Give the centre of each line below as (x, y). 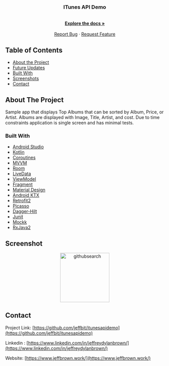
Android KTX (26, 195)
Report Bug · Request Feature (85, 34)
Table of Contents (34, 50)
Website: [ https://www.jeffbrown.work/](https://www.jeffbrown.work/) (78, 358)
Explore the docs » (85, 23)
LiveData (22, 174)
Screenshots (26, 78)
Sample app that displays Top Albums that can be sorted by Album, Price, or (84, 112)
